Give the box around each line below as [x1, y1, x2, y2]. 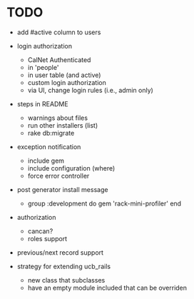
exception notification [16, 142, 81, 151]
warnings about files [27, 113, 88, 122]
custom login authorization [27, 78, 106, 86]
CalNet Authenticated [27, 55, 91, 64]
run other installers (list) [27, 121, 98, 129]
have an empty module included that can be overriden [27, 283, 187, 292]
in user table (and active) [27, 71, 101, 79]
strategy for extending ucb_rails [16, 262, 111, 270]
